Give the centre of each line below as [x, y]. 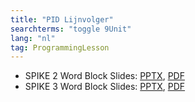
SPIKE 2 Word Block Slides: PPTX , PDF [104, 76]
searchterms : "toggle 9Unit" [71, 29]
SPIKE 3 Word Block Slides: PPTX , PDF [105, 87]
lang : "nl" [33, 38]
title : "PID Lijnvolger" [62, 19]
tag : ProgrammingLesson [60, 47]
